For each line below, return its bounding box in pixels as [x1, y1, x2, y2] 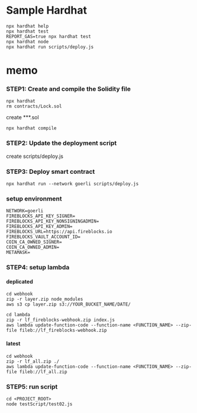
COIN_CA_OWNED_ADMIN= [6, 244, 60, 250]
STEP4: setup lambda [6, 263, 70, 272]
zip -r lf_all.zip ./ [6, 358, 60, 364]
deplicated [6, 278, 34, 285]
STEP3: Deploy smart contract [6, 167, 95, 176]
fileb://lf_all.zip [19, 368, 67, 374]
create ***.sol [6, 114, 40, 121]
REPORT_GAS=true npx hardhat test [6, 33, 92, 39]
